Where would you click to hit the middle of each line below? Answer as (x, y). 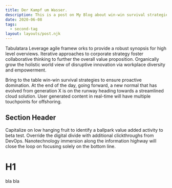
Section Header (31, 118)
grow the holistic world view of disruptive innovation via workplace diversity (85, 65)
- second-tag (24, 29)
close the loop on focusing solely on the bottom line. (61, 146)
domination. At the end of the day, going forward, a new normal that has (81, 85)
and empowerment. (26, 70)
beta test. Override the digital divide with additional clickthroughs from (80, 135)
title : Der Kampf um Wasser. (36, 10)
